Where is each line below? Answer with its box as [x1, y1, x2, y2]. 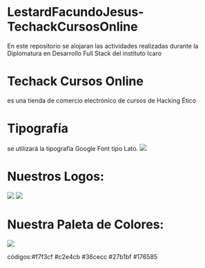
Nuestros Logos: [7, 169, 105, 184]
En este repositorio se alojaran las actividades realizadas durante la [7, 42, 199, 50]
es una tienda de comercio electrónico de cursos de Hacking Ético [7, 96, 197, 105]
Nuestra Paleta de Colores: [7, 216, 164, 232]
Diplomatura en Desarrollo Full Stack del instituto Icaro [7, 49, 162, 57]
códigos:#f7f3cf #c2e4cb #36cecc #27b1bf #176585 [7, 252, 158, 260]
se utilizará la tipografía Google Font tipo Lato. [7, 144, 139, 152]
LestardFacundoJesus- [7, 4, 144, 20]
